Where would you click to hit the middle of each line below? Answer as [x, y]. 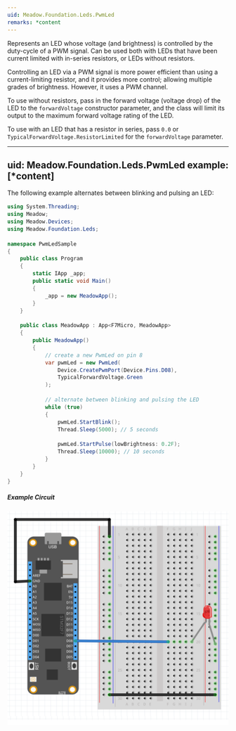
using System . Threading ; [44, 207]
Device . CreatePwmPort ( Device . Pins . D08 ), [117, 370]
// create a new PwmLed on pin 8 [93, 355]
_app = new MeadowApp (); [81, 295]
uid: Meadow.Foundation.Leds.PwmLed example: [118, 165]
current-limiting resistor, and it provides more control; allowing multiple [110, 79]
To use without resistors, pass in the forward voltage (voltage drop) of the [114, 100]
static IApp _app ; [59, 274]
